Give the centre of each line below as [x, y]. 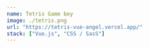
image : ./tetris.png [37, 20]
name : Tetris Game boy [40, 14]
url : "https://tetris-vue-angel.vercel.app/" [74, 27]
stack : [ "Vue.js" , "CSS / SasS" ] [56, 34]
